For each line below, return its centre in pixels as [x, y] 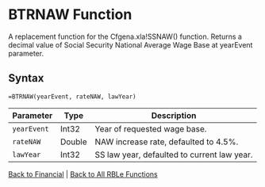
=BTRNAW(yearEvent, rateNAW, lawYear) [72, 97]
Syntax [26, 78]
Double [73, 142]
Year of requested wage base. [151, 128]
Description [174, 115]
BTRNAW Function [70, 15]
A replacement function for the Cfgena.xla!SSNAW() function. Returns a [125, 36]
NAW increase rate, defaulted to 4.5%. [167, 142]
